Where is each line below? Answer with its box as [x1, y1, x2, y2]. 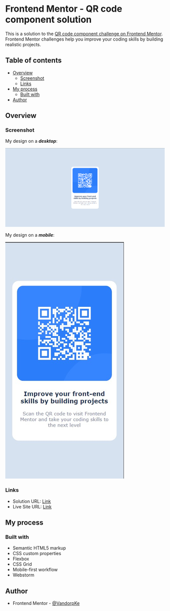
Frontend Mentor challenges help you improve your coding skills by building [5, 36, 163, 42]
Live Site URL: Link [12, 503, 52, 509]
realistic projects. [5, 41, 41, 47]
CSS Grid [12, 561, 32, 567]
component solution [5, 14, 92, 25]
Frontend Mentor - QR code [5, 3, 122, 15]
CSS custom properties [12, 551, 62, 557]
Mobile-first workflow [12, 567, 58, 573]
